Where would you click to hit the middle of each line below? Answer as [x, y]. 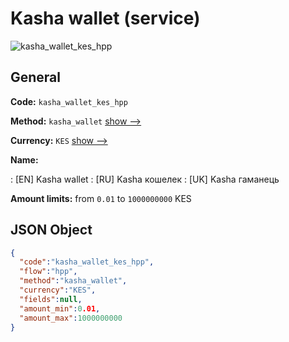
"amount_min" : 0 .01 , [60, 308]
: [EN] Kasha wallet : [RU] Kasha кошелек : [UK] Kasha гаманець [145, 179]
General [36, 77]
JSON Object [51, 230]
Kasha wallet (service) [105, 18]
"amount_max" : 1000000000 [71, 318]
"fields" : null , [51, 299]
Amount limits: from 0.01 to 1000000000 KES [101, 198]
